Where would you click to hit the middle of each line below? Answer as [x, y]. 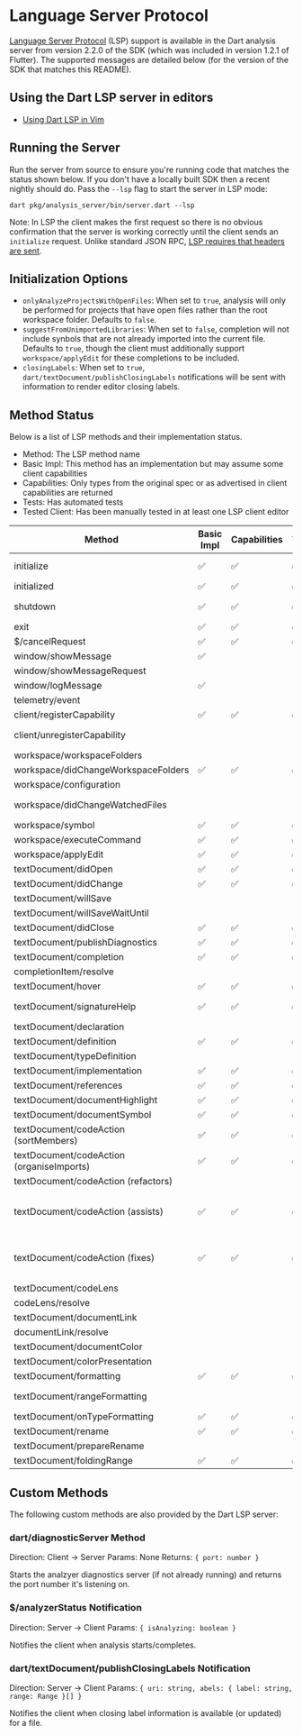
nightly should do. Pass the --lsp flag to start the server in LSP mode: [138, 188]
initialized [34, 587]
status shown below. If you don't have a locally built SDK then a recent [140, 179]
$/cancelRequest [50, 642]
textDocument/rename [62, 1431]
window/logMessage [58, 686]
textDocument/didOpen [64, 869]
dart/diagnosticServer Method [77, 1538]
